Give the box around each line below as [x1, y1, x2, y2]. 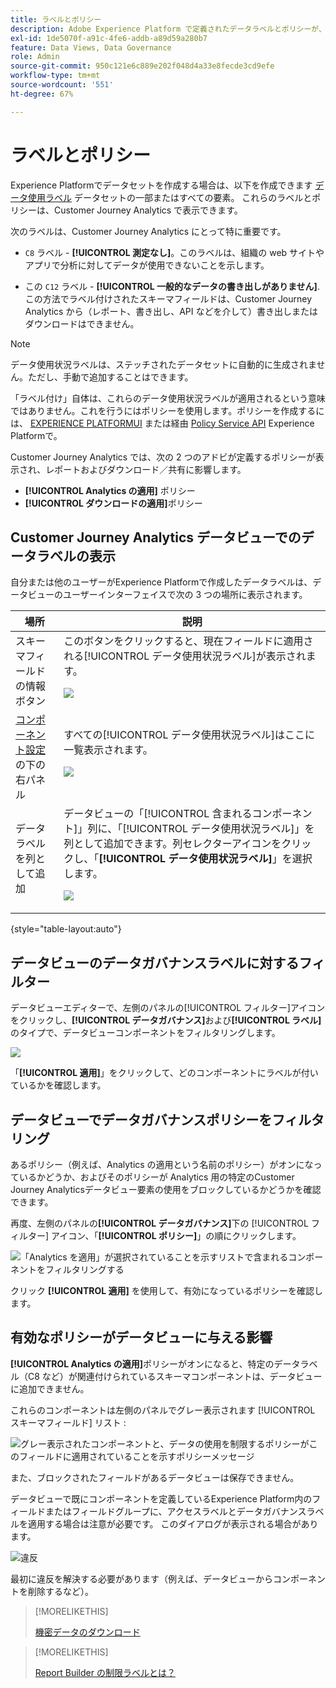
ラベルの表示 [36, 547, 116, 565]
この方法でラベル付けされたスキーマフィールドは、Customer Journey [24, 292, 313, 305]
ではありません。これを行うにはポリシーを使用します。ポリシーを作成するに [10, 404, 325, 416]
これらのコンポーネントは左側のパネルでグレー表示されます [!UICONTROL [10, 1404, 316, 1416]
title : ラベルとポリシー [10, 14, 102, 25]
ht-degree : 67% [10, 89, 74, 99]
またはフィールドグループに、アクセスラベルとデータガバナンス [44, 1505, 307, 1517]
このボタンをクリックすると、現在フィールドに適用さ [63, 634, 314, 648]
